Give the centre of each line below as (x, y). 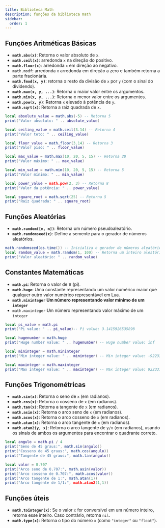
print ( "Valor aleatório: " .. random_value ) (51, 257)
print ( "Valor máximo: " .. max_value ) (45, 161)
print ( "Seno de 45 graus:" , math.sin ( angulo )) (54, 447)
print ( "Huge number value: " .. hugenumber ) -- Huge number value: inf (80, 343)
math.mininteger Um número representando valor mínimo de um (78, 300)
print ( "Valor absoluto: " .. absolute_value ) (52, 121)
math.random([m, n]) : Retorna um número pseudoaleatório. (72, 228)
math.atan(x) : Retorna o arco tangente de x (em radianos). (71, 422)
